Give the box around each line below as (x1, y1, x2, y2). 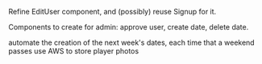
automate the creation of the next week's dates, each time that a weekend (8, 38, 256, 47)
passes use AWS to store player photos (8, 46, 139, 55)
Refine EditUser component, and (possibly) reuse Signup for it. (8, 7, 217, 16)
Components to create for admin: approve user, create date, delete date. (8, 22, 249, 31)
